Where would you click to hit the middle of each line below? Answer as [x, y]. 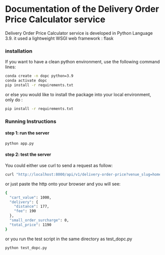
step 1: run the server [27, 133]
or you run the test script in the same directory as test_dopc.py [69, 239]
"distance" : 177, [32, 207]
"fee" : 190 [25, 211]
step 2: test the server [28, 155]
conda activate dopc [26, 81]
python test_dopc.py [26, 248]
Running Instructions [31, 121]
